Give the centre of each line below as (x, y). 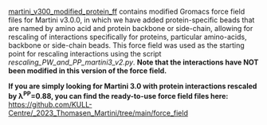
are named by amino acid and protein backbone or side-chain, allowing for (131, 28)
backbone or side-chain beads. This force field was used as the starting (126, 45)
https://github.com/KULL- (50, 104)
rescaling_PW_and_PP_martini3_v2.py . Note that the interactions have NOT (133, 62)
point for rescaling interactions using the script (85, 54)
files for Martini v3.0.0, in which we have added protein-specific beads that (132, 20)
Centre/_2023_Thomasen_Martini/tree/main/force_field (98, 113)
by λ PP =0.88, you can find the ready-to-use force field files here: (118, 95)
